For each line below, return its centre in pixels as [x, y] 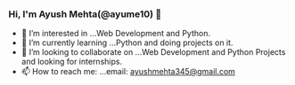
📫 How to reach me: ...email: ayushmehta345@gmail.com [128, 72]
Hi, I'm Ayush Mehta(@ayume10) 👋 [85, 14]
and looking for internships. [71, 62]
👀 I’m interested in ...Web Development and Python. [116, 34]
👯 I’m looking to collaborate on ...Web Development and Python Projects [153, 52]
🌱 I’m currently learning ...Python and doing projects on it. [127, 42]
